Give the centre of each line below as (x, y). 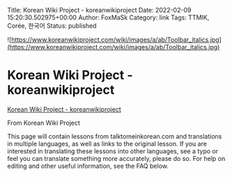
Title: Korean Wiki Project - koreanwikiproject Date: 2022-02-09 (99, 10)
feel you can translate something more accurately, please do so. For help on (116, 158)
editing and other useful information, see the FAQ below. (88, 166)
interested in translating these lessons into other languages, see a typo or (113, 151)
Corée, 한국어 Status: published (52, 26)
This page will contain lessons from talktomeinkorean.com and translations (115, 136)
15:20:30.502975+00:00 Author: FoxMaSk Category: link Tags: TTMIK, (108, 17)
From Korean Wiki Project (44, 123)
